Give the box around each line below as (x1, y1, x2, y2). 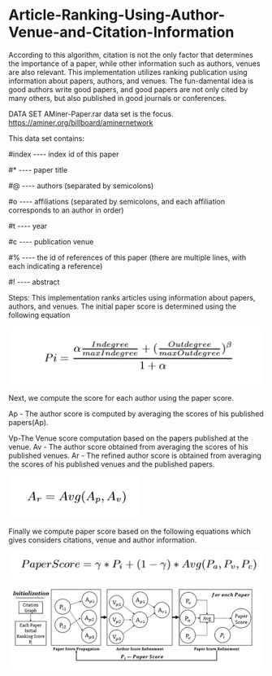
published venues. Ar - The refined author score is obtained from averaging (8, 450, 261, 460)
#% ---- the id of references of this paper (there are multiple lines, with (8, 252, 247, 262)
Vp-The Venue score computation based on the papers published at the (8, 433, 249, 443)
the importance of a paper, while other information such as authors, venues (8, 59, 261, 68)
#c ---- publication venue (8, 236, 94, 246)
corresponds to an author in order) (8, 205, 124, 215)
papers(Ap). (8, 417, 49, 427)
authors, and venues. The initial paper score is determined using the (8, 301, 237, 311)
